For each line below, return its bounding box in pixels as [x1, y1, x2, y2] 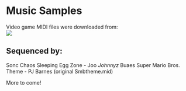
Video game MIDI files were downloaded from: [6, 23, 118, 30]
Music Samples [6, 4, 82, 17]
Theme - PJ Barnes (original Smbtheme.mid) [6, 68, 113, 75]
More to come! [6, 79, 42, 86]
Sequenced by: [6, 46, 63, 56]
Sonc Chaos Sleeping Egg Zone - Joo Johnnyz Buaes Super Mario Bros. [6, 61, 180, 68]
